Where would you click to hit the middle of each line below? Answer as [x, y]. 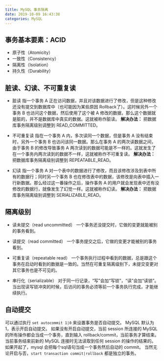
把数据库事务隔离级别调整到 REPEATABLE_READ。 [63, 160]
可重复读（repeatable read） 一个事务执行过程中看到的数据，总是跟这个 [85, 258]
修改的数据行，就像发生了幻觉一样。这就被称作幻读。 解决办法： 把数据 [84, 189]
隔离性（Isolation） [32, 65]
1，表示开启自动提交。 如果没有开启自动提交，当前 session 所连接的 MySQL [82, 329]
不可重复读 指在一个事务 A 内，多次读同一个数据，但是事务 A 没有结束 [82, 136]
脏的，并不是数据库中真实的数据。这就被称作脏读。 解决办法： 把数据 [86, 119]
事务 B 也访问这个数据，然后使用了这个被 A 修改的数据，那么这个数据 [82, 113]
